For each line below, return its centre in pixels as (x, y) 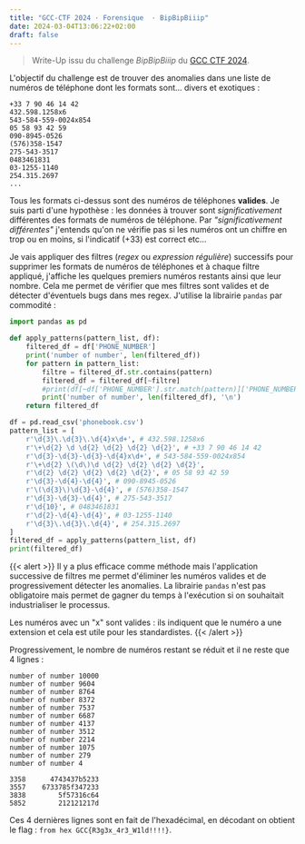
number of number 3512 (52, 732)
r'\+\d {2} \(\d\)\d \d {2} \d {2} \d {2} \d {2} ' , (115, 464)
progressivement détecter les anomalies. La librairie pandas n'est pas (138, 586)
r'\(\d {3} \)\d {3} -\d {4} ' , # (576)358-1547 (107, 490)
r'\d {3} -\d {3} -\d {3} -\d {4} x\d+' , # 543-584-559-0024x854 (136, 456)
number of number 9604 (52, 684)
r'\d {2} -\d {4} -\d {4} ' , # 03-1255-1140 (99, 515)
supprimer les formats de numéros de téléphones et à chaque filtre (135, 267)
